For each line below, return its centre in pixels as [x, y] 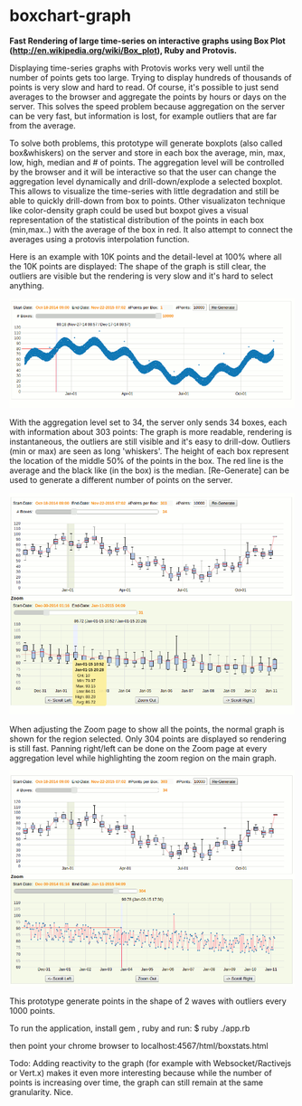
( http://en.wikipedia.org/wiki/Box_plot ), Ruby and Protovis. [123, 50]
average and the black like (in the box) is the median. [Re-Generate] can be [149, 470]
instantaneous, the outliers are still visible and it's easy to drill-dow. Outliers [150, 442]
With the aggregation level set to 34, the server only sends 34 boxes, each [148, 422]
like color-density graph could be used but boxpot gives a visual [129, 210]
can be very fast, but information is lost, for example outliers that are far [143, 116]
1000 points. [33, 1010]
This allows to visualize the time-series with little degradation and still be [145, 191]
